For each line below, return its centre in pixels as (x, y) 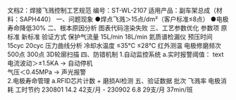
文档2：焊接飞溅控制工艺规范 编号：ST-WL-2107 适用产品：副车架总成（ (112, 10)
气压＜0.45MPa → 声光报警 (47, 72)
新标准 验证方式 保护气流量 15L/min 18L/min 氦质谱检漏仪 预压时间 (117, 37)
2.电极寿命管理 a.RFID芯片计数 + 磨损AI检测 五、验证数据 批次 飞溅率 (107, 81)
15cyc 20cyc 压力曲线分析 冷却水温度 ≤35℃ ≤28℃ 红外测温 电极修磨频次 (114, 45)
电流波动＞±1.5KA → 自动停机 (50, 63)
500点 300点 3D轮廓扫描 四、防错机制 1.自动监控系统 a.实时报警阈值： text (116, 54)
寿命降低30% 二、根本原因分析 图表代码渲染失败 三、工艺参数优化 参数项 (113, 28)
